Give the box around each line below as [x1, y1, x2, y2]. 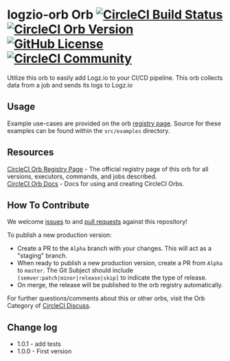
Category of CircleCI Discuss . [7, 302, 91, 310]
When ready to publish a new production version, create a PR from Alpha [16, 259, 223, 267]
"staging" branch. [16, 251, 67, 260]
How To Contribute [7, 199, 90, 211]
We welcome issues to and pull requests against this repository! [7, 218, 187, 226]
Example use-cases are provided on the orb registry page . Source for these [7, 119, 222, 127]
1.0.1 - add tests [16, 340, 62, 348]
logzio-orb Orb [7, 7, 94, 23]
